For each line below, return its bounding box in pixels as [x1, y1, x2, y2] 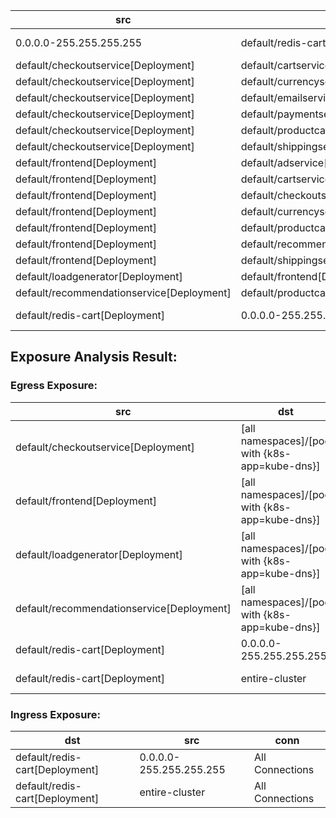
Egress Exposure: [10, 379, 98, 393]
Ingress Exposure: [10, 707, 101, 721]
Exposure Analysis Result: [10, 349, 178, 366]
